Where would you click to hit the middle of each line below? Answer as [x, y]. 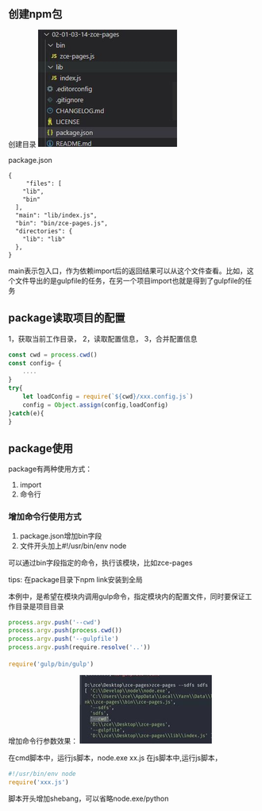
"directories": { [44, 231]
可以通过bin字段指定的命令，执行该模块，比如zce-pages [100, 562]
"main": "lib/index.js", [56, 215]
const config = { [35, 363]
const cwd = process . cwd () [53, 355]
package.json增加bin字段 [61, 535]
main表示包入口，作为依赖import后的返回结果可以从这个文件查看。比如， [128, 270]
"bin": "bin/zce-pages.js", [62, 223]
